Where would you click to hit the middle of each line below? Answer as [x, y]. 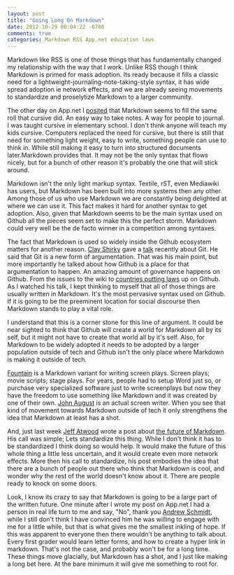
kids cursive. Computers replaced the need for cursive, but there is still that [116, 133]
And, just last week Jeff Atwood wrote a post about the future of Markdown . [117, 431]
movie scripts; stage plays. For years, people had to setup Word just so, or [114, 381]
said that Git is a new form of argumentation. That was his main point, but [113, 257]
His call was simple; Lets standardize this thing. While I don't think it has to [115, 439]
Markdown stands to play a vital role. [60, 309]
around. [19, 170]
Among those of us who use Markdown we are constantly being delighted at [117, 199]
